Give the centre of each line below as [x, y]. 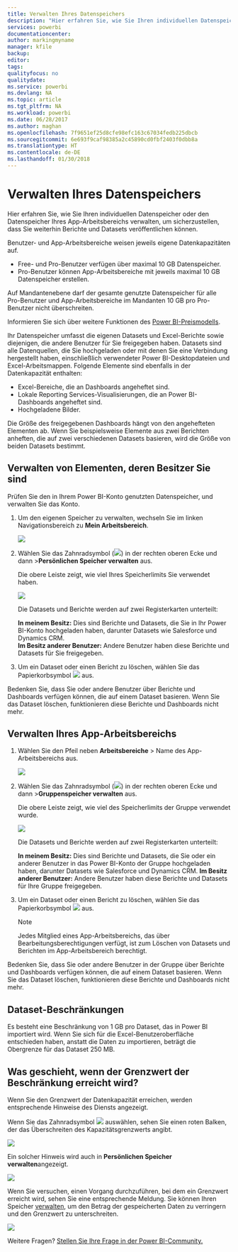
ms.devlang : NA [30, 93]
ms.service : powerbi [38, 87]
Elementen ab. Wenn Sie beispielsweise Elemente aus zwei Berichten [108, 431]
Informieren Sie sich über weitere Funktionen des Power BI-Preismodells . [114, 322]
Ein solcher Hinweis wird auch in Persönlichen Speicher [90, 1157]
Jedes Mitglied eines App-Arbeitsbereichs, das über [93, 936]
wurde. [28, 815]
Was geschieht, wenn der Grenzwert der [98, 1071]
